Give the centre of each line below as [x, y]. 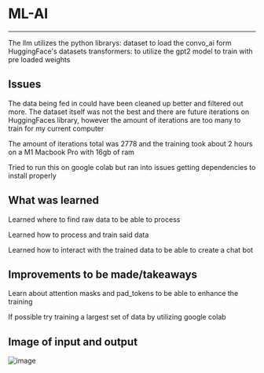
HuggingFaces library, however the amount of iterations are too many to [125, 120]
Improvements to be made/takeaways [103, 274]
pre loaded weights [39, 59]
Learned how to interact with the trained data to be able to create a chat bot [131, 249]
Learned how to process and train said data [79, 235]
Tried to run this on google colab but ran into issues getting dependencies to [132, 167]
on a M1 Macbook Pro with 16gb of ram [71, 152]
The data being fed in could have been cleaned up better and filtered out [126, 103]
